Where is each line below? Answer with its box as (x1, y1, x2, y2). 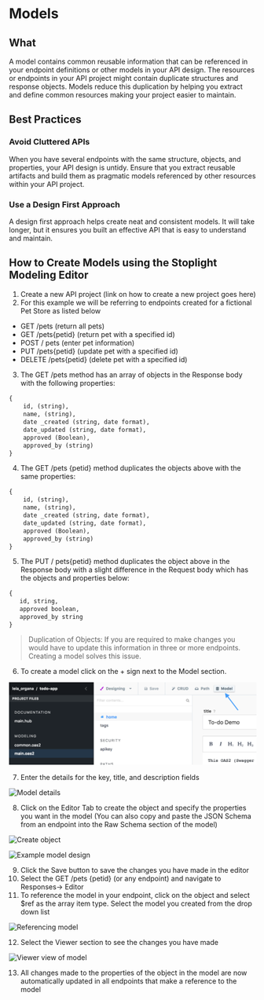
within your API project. (9, 179, 85, 189)
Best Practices (9, 113, 82, 126)
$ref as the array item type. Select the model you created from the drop (20, 899, 252, 908)
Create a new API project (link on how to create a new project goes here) (20, 289, 256, 299)
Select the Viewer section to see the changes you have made (20, 937, 219, 947)
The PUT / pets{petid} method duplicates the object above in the (20, 556, 230, 566)
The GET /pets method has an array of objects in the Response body (20, 370, 243, 379)
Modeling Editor (9, 269, 89, 282)
